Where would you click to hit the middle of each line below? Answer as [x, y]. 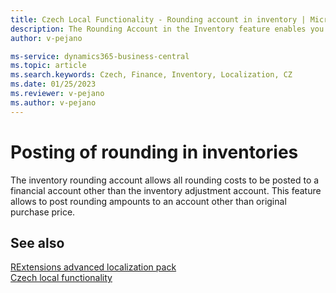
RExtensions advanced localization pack [93, 267]
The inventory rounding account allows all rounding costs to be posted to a [165, 180]
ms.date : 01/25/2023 [53, 84]
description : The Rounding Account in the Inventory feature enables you [167, 29]
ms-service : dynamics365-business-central [100, 56]
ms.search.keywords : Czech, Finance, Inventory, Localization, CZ [151, 75]
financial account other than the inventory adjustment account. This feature [166, 190]
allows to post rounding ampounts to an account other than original [148, 201]
